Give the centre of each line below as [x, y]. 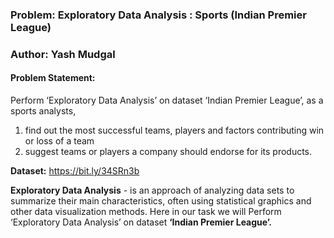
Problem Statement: [53, 78]
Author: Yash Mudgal [63, 54]
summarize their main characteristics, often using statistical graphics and [161, 201]
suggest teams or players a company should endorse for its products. [168, 152]
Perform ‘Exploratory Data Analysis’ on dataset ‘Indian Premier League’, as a [167, 100]
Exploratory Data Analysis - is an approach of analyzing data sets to [152, 190]
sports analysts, [43, 111]
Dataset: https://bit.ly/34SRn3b [75, 171]
